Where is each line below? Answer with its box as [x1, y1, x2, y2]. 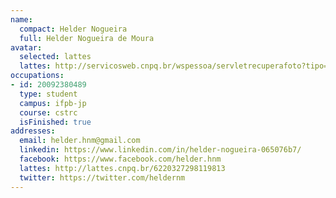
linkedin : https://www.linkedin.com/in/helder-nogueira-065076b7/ [19, 145, 302, 155]
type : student [19, 89, 78, 99]
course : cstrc [19, 107, 78, 118]
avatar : [10, 42, 43, 53]
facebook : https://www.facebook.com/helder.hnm [19, 154, 222, 164]
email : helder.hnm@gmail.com [19, 136, 141, 146]
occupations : [10, 71, 65, 81]
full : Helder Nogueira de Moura [19, 33, 155, 43]
